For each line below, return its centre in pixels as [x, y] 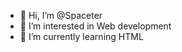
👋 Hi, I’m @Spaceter [61, 15]
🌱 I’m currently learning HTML [81, 36]
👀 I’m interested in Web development [95, 26]
